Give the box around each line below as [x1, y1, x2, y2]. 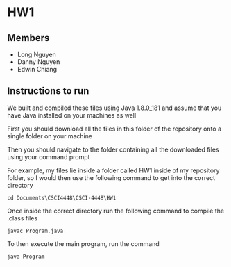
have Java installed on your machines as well [7, 111, 137, 119]
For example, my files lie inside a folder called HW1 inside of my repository [7, 166, 220, 175]
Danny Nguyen [17, 58, 60, 66]
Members [7, 32, 50, 44]
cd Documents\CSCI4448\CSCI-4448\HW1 [7, 194, 117, 202]
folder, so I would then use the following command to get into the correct [7, 173, 216, 181]
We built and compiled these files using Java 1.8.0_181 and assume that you [7, 104, 222, 112]
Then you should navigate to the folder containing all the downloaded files [7, 145, 220, 154]
